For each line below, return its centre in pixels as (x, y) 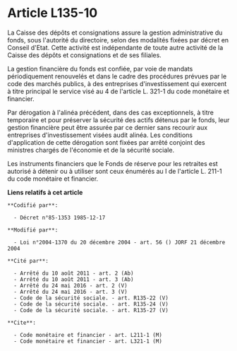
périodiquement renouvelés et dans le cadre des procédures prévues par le (117, 76)
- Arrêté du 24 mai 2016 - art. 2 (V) (71, 285)
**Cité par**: (28, 261)
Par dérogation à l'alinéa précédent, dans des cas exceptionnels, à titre (110, 112)
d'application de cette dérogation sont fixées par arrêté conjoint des (107, 142)
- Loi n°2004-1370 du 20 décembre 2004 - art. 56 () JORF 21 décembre (120, 242)
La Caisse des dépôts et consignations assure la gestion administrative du (115, 32)
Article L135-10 (53, 13)
